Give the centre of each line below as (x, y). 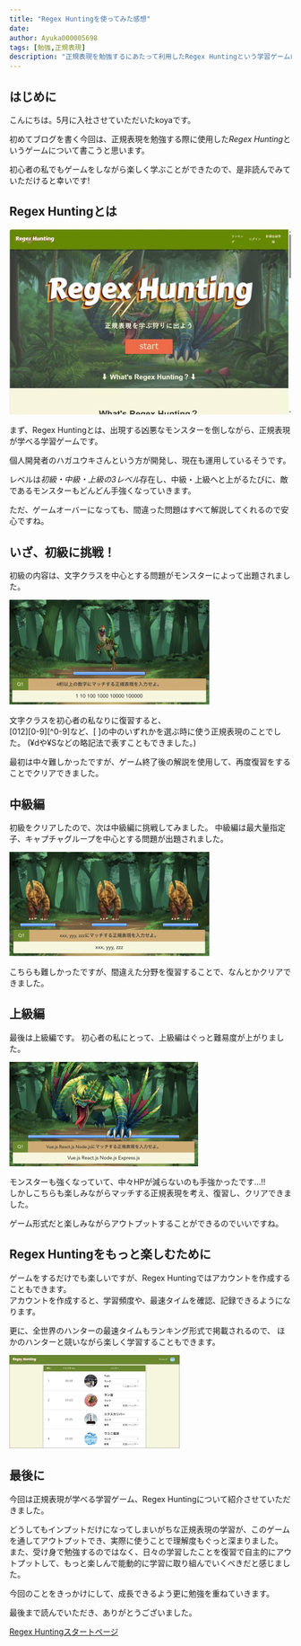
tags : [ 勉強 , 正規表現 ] (47, 48)
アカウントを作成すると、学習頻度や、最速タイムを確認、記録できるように (146, 1300)
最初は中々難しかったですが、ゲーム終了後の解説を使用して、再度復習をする (150, 762)
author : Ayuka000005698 (54, 38)
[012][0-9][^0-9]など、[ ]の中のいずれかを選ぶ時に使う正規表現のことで (142, 731)
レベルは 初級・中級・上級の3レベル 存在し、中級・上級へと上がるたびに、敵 (149, 480)
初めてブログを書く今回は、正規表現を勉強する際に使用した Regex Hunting (146, 138)
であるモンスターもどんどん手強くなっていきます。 (103, 491)
